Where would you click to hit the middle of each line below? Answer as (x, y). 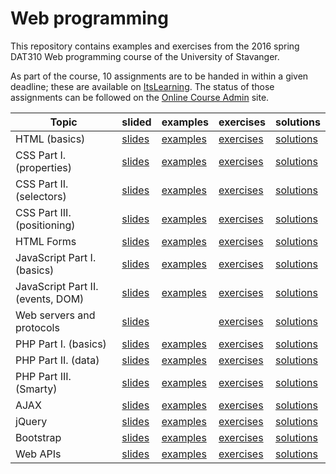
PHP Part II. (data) (57, 360)
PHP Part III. (43, 376)
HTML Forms (46, 241)
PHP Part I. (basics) (61, 344)
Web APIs (38, 454)
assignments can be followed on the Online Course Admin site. (140, 97)
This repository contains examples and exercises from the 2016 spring (155, 46)
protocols (37, 327)
